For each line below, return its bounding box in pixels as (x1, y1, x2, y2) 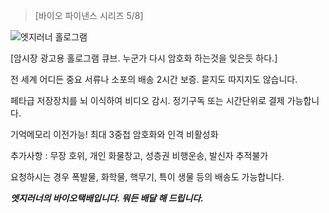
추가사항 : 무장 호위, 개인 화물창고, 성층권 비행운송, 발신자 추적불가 (10, 150, 269, 161)
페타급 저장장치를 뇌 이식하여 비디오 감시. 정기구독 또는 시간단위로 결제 (10, 95, 285, 106)
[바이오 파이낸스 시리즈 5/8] (34, 10, 144, 21)
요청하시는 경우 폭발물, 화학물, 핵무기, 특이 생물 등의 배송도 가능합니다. (10, 171, 285, 183)
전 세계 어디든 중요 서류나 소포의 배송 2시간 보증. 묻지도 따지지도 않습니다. (10, 74, 298, 85)
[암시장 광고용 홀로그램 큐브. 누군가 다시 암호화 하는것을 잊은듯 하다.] (10, 52, 278, 64)
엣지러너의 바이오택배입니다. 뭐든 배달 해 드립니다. (10, 192, 204, 204)
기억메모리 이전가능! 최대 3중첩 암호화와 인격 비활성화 (10, 129, 219, 140)
